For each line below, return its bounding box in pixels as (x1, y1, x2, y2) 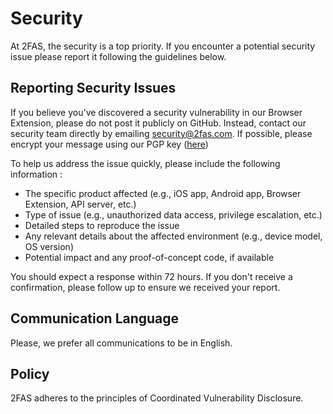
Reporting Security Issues (10, 80, 177, 97)
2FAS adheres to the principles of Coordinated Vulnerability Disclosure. (10, 392, 304, 404)
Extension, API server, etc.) (24, 198, 137, 210)
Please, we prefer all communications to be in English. (10, 337, 233, 349)
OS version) (24, 240, 75, 252)
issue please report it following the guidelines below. (10, 50, 227, 62)
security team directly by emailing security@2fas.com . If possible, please (10, 127, 313, 139)
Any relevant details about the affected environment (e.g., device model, (24, 230, 323, 242)
